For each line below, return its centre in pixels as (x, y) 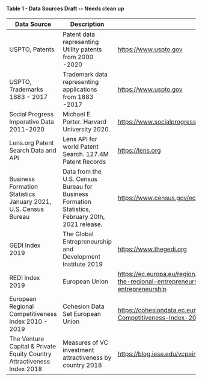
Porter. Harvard (84, 122)
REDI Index (25, 278)
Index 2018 (26, 369)
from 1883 (78, 97)
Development (82, 257)
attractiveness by (87, 357)
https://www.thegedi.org (152, 249)
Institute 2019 (83, 264)
